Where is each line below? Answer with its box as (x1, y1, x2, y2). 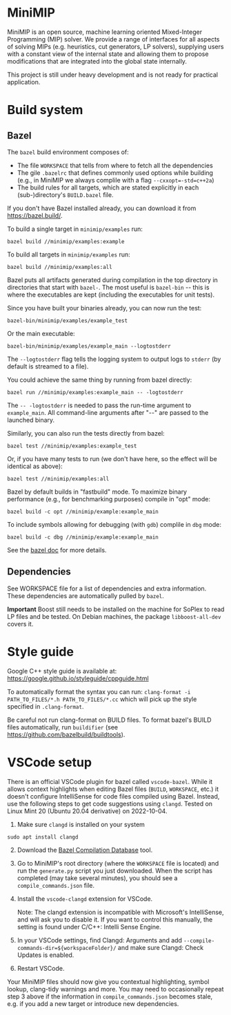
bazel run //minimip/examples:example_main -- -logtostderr (7, 389, 184, 395)
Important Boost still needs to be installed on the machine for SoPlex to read (7, 605, 225, 613)
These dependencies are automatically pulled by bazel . (7, 591, 164, 599)
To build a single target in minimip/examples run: (7, 225, 143, 233)
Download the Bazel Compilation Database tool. (17, 846, 153, 854)
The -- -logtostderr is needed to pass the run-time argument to (7, 401, 192, 409)
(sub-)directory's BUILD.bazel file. (17, 190, 114, 198)
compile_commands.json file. (17, 881, 95, 889)
